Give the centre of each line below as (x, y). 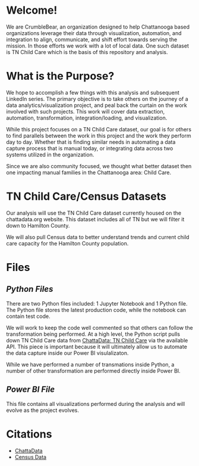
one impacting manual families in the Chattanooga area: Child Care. (89, 172)
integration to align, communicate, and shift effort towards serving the (92, 39)
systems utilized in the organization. (50, 155)
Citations (29, 434)
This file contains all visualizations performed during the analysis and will (96, 404)
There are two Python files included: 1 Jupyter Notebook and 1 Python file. (97, 303)
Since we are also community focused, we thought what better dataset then (99, 166)
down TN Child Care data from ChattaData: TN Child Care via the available (97, 340)
